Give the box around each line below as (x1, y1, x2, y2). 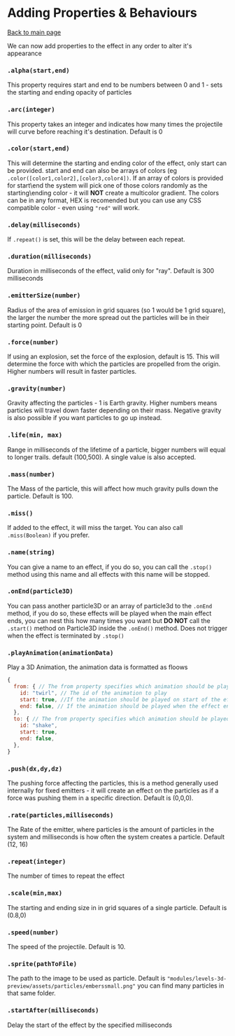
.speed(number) (7, 928, 59, 936)
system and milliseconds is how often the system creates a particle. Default (7, 833, 225, 841)
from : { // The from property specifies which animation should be (13, 682, 215, 690)
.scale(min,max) (7, 889, 63, 897)
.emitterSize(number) (7, 292, 81, 300)
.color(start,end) (7, 145, 70, 153)
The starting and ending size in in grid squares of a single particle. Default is (7, 903, 227, 911)
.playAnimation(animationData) (7, 649, 114, 657)
